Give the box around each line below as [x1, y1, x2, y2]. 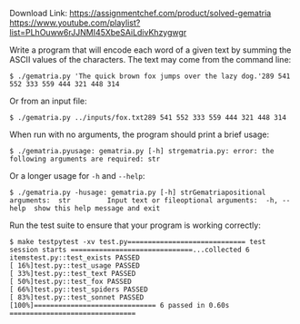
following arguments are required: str [9, 154, 161, 163]
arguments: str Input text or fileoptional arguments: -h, [9, 196, 279, 205]
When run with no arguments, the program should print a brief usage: [9, 129, 270, 140]
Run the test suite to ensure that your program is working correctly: [9, 220, 261, 231]
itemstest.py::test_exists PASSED [9, 253, 141, 262]
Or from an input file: [9, 95, 87, 106]
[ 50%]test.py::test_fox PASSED [9, 277, 132, 286]
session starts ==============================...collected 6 [9, 245, 250, 254]
